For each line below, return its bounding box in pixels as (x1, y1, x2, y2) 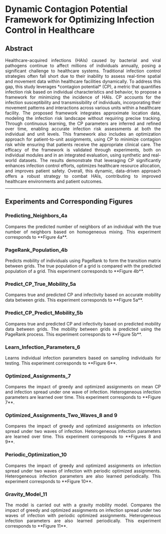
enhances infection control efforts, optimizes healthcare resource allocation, (5, 162, 161, 168)
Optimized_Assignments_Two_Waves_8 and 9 (5, 412, 118, 419)
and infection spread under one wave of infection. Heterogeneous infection (5, 389, 161, 395)
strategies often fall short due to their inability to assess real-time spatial (5, 73, 161, 79)
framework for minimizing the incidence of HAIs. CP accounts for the (5, 94, 161, 100)
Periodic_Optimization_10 (5, 451, 67, 458)
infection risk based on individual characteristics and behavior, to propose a (5, 89, 161, 95)
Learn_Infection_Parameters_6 (5, 343, 81, 350)
